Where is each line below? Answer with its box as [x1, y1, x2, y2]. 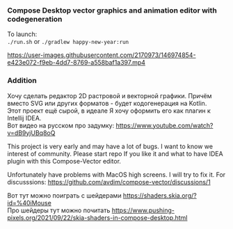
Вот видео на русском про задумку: [7, 121, 115, 129]
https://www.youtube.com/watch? [115, 121, 214, 129]
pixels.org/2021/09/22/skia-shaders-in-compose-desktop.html [7, 213, 188, 221]
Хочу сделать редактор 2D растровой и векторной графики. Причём [7, 91, 212, 100]
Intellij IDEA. [7, 113, 42, 122]
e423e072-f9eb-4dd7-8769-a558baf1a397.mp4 [7, 58, 146, 67]
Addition [7, 76, 37, 86]
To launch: [7, 30, 38, 38]
